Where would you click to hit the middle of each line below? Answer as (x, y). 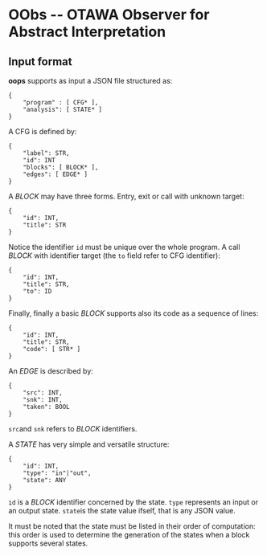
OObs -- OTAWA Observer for (109, 15)
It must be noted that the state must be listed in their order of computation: (132, 526)
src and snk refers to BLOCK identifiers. (73, 429)
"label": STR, (46, 153)
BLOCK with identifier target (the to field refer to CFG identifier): (115, 256)
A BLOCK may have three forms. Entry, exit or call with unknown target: (126, 196)
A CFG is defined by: (43, 131)
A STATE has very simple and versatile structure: (89, 444)
